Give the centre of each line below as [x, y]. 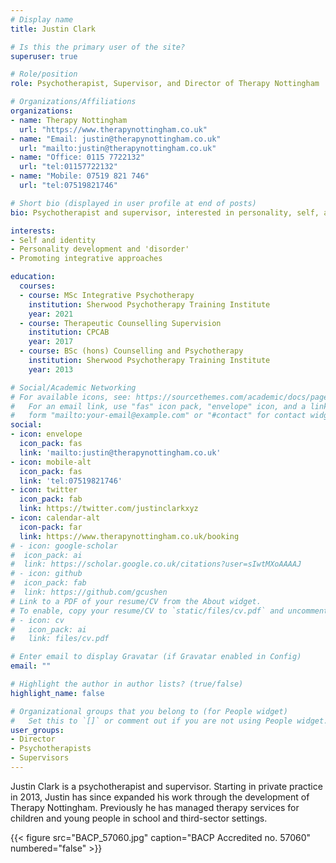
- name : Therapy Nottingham [69, 120]
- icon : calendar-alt [55, 518]
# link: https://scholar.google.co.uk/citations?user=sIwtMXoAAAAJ [156, 564]
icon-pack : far [51, 527]
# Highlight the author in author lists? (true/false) [127, 684]
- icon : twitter [44, 490]
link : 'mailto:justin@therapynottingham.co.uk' [120, 452]
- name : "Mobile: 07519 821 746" [80, 176]
